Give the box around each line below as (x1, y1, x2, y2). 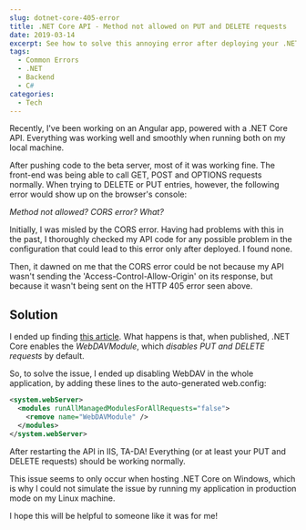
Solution (9, 307, 58, 322)
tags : (9, 47, 30, 56)
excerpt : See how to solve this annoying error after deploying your (9, 38, 280, 48)
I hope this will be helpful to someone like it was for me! (9, 510, 219, 521)
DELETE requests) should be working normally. (9, 455, 187, 466)
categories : (9, 89, 55, 98)
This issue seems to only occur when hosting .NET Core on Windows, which (9, 473, 296, 484)
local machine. (9, 142, 65, 153)
